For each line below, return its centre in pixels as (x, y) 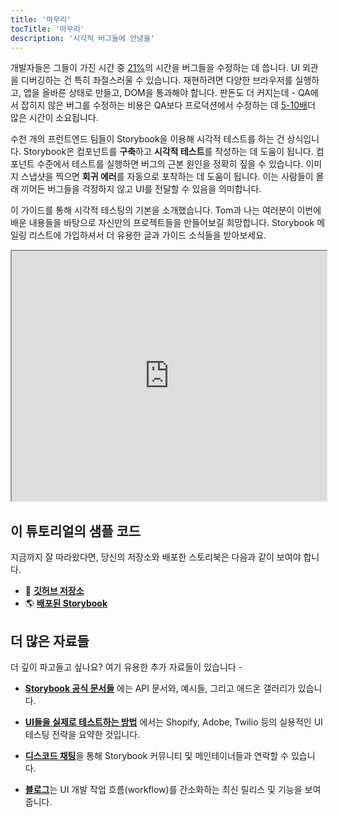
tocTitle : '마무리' (47, 29)
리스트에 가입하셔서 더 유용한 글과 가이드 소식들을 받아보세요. (147, 235)
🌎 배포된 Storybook (66, 603)
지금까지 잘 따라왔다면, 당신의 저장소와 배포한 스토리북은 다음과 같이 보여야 (156, 557)
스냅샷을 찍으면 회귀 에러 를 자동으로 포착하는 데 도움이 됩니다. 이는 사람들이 (167, 177)
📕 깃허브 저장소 (54, 591)
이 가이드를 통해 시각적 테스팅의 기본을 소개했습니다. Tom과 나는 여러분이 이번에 (166, 210)
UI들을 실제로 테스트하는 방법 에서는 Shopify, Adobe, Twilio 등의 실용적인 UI (173, 722)
